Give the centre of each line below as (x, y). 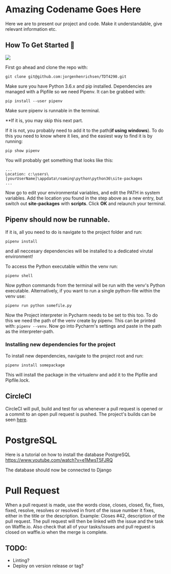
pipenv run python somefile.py (39, 305)
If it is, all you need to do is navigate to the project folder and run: (74, 232)
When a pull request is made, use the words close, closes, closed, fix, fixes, (85, 505)
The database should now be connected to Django (58, 470)
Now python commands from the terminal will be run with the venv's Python (85, 285)
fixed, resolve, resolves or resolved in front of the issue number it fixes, (80, 510)
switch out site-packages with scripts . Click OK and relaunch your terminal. (86, 203)
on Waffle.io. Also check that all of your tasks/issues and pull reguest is (80, 526)
